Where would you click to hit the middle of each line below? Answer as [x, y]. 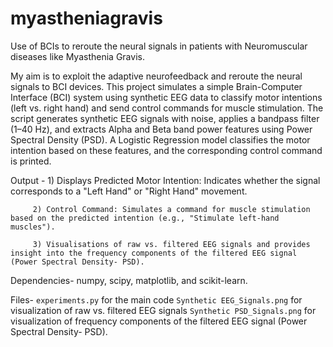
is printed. [31, 161]
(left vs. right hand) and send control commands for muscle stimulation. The [167, 108]
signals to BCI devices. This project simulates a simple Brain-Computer [156, 86]
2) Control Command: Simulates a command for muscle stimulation [171, 209]
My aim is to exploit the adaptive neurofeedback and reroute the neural [156, 76]
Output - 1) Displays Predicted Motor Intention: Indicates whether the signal [165, 180]
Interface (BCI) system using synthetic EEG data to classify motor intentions [166, 97]
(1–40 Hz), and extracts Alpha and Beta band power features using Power [161, 129]
